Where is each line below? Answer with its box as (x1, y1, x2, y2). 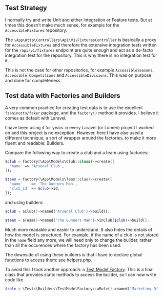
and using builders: (5, 199, 44, 205)
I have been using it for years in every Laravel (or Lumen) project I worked (5, 124, 154, 130)
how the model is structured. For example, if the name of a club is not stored (5, 232, 159, 238)
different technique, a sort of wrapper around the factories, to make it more (5, 135, 156, 141)
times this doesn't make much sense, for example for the (5, 22, 120, 28)
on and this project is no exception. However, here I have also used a (5, 130, 143, 136)
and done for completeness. (5, 77, 62, 83)
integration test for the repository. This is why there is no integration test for (5, 52, 157, 58)
